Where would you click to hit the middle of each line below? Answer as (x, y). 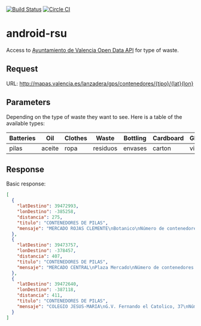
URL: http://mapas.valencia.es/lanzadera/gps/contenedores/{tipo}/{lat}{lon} (100, 83)
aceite (50, 148)
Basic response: (26, 184)
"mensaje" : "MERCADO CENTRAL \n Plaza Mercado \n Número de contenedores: (107, 267)
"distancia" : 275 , (40, 217)
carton (162, 148)
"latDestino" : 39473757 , (48, 245)
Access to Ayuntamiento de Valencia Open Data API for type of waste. (93, 50)
